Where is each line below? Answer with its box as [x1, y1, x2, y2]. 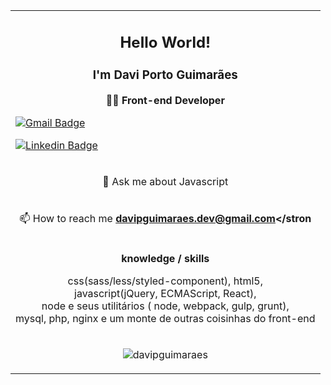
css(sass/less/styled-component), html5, [67, 274, 263, 288]
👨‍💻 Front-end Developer [105, 93, 225, 107]
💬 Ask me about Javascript [102, 174, 229, 188]
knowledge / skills [121, 251, 210, 265]
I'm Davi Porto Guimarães [92, 67, 238, 83]
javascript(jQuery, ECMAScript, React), [74, 286, 257, 300]
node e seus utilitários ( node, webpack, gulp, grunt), [41, 299, 290, 313]
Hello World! [119, 32, 212, 52]
